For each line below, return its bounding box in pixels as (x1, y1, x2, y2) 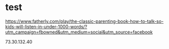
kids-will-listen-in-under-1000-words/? (5, 23, 88, 29)
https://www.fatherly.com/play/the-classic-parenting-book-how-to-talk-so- (5, 18, 164, 24)
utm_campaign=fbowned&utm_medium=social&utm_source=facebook (5, 29, 153, 35)
